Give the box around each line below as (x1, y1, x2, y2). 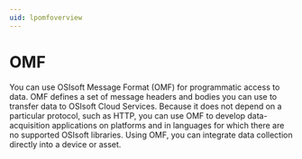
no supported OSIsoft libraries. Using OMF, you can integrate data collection (9, 129, 293, 140)
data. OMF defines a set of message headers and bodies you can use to (9, 91, 278, 102)
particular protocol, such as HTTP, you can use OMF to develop (9, 110, 246, 121)
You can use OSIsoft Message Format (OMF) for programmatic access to (9, 82, 280, 93)
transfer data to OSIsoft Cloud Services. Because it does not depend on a (9, 101, 282, 111)
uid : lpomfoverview (9, 13, 83, 22)
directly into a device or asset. (9, 138, 122, 149)
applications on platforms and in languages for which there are (51, 119, 285, 130)
